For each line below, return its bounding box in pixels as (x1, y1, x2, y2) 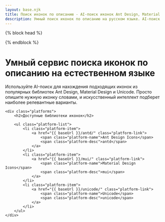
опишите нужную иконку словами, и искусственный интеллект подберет (5, 94, 160, 100)
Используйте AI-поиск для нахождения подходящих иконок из (5, 84, 138, 89)
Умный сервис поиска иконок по (5, 57, 148, 68)
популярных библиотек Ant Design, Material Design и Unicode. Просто (5, 89, 152, 95)
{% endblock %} (5, 40, 39, 45)
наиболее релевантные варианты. (5, 99, 78, 105)
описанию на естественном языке (5, 67, 156, 79)
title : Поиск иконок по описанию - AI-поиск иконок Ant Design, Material (5, 12, 161, 17)
